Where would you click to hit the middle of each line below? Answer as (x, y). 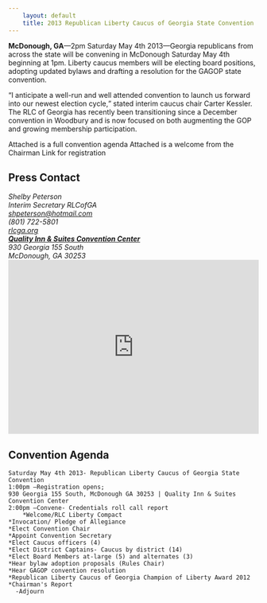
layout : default (50, 16)
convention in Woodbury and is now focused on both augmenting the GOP (130, 120)
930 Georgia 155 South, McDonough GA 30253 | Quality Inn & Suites (122, 494)
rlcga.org (23, 231)
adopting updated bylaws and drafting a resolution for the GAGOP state (125, 71)
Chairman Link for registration (57, 153)
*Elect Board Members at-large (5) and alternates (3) (101, 557)
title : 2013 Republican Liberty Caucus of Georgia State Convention (138, 23)
